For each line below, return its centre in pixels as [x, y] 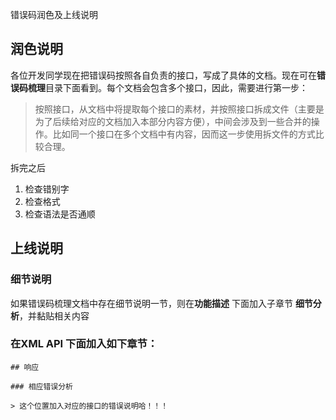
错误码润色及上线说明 [54, 14]
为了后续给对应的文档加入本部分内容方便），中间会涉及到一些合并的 [173, 121]
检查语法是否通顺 [60, 214]
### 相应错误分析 [41, 386]
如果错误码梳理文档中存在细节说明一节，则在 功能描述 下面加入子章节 [151, 303]
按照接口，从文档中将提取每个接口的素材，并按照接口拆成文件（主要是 [179, 109]
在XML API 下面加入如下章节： [84, 344]
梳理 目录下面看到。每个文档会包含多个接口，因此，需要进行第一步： [167, 87]
